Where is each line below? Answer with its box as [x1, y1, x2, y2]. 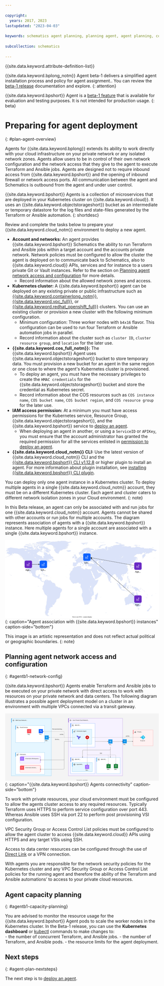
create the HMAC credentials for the [19, 376, 91, 382]
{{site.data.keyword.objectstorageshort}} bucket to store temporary [12, 356, 148, 361]
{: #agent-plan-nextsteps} [5, 966, 58, 972]
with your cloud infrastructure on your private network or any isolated [5, 150, 145, 156]
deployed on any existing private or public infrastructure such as [12, 288, 143, 294]
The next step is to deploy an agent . [5, 975, 78, 981]
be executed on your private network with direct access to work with [5, 688, 143, 693]
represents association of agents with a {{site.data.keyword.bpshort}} [5, 520, 145, 525]
